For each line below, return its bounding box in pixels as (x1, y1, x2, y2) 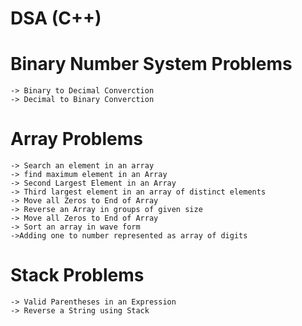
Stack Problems (10, 264, 145, 287)
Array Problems (10, 128, 143, 151)
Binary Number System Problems (10, 53, 293, 76)
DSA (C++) (10, 7, 102, 30)
